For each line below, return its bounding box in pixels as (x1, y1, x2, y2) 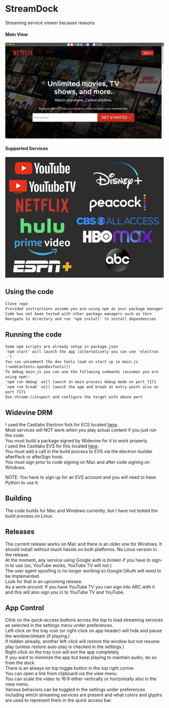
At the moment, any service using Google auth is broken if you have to (5, 557, 151, 563)
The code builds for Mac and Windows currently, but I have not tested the (5, 507, 158, 513)
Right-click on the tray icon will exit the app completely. (5, 649, 120, 655)
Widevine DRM (5, 408, 53, 417)
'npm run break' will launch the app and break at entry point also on (5, 384, 158, 390)
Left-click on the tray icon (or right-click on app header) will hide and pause (5, 628, 162, 634)
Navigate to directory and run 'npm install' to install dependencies (5, 316, 156, 321)
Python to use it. (5, 479, 39, 485)
